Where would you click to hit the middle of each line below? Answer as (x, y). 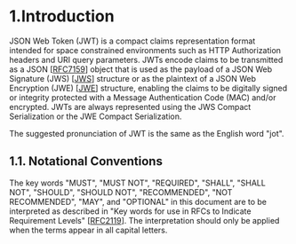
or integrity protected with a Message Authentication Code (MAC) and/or (143, 97)
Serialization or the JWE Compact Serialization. (96, 116)
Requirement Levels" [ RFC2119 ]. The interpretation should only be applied (144, 220)
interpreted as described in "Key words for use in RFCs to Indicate (130, 211)
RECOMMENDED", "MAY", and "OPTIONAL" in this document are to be (138, 201)
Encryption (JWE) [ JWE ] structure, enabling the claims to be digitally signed (148, 88)
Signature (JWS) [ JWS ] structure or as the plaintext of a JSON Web (132, 78)
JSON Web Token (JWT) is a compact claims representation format (132, 41)
